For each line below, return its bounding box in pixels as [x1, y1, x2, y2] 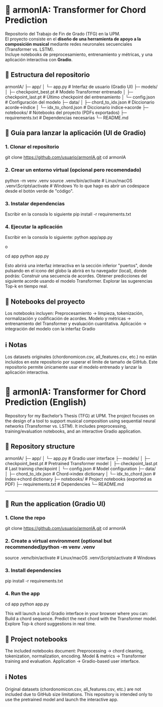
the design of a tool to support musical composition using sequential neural [5, 418, 156, 424]
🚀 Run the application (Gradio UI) [5, 500, 106, 508]
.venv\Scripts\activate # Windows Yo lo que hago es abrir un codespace [5, 182, 149, 189]
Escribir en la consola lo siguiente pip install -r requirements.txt [5, 211, 131, 217]
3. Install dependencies [5, 567, 62, 574]
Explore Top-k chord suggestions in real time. [5, 621, 96, 627]
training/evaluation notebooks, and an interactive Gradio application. [5, 428, 142, 434]
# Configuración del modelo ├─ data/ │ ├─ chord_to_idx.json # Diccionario [5, 99, 155, 105]
